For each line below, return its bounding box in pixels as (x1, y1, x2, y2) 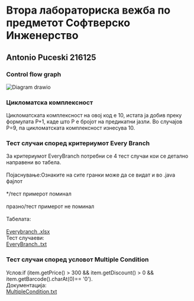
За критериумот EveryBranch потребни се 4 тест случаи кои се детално (6, 152, 189, 160)
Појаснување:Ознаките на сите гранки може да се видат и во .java (6, 171, 176, 178)
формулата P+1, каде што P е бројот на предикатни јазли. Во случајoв (6, 118, 183, 125)
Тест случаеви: (6, 235, 44, 242)
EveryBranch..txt (6, 241, 47, 248)
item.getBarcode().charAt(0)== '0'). (6, 275, 93, 282)
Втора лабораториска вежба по (6, 4, 170, 17)
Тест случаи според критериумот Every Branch (6, 139, 150, 148)
